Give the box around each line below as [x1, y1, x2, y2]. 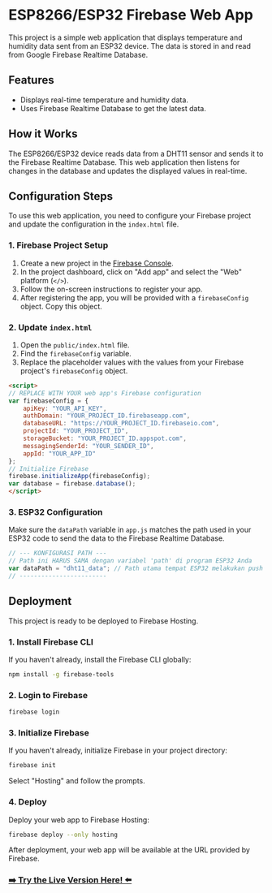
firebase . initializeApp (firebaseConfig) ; [8, 472, 151, 481]
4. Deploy [8, 796, 47, 808]
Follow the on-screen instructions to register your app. [19, 284, 203, 294]
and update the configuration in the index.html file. [8, 219, 179, 229]
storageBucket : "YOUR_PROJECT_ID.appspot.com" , [23, 434, 187, 443]
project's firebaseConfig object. [19, 365, 128, 375]
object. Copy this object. [19, 301, 103, 311]
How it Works [8, 127, 78, 141]
